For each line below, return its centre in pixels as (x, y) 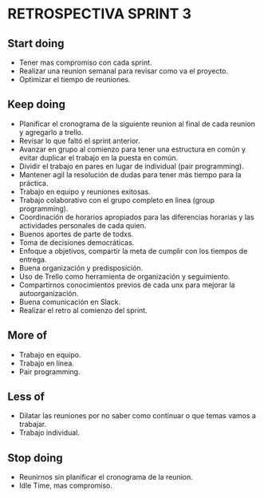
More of (28, 336)
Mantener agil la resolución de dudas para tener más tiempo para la (130, 174)
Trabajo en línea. (47, 363)
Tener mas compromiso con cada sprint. (85, 62)
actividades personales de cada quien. (83, 225)
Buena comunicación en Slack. (70, 302)
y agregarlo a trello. (51, 132)
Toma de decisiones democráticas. (77, 242)
